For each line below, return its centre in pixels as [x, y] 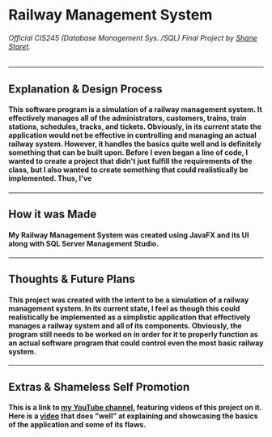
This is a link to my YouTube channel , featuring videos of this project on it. [135, 408]
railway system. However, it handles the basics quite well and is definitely [135, 144]
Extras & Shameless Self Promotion [99, 387]
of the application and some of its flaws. [77, 425]
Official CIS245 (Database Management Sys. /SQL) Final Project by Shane [133, 37]
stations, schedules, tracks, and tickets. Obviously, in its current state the [135, 126]
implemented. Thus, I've [50, 178]
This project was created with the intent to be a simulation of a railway [129, 300]
